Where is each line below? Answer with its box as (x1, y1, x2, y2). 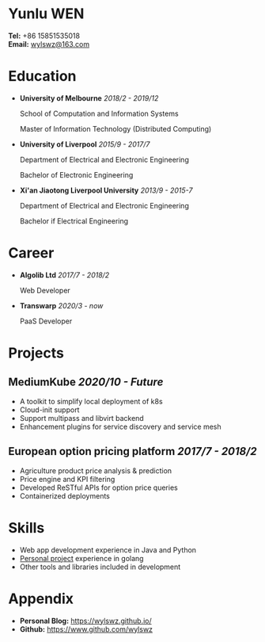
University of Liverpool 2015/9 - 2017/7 (19, 139, 150, 149)
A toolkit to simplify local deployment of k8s (19, 396, 164, 406)
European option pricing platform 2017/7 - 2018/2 (8, 445, 257, 458)
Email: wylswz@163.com (8, 39, 89, 48)
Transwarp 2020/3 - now (19, 300, 104, 310)
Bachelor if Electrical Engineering (19, 216, 129, 226)
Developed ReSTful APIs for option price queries (19, 483, 178, 492)
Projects (8, 344, 65, 361)
